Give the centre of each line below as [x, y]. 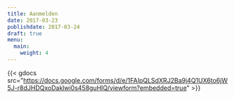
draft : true [25, 33]
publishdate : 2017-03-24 [44, 27]
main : [22, 46]
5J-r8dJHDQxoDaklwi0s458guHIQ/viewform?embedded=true [97, 88]
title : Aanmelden [33, 14]
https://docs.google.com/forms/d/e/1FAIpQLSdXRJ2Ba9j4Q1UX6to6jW [126, 80]
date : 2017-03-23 [33, 20]
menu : [15, 40]
